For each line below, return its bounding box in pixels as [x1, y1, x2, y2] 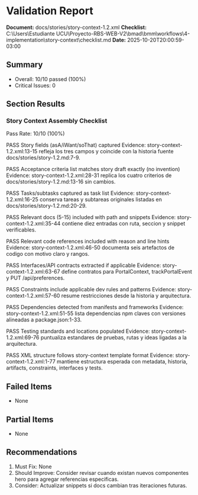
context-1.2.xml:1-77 [6, 358, 56, 365]
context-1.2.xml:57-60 [6, 292, 60, 300]
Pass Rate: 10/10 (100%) [6, 130, 65, 137]
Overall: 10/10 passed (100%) [14, 75, 86, 82]
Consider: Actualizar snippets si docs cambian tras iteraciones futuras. [14, 481, 187, 489]
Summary [6, 60, 43, 70]
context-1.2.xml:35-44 [6, 220, 61, 227]
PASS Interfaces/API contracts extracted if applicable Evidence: [6, 262, 161, 269]
